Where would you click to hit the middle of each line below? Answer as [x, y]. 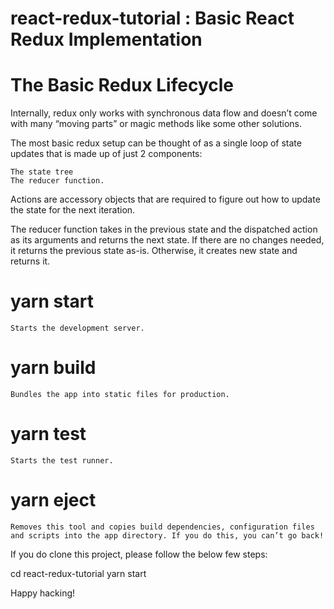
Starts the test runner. [62, 460]
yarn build [53, 368]
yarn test [48, 434]
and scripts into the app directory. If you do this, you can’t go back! [167, 535]
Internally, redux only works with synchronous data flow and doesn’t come [164, 113]
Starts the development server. [77, 328]
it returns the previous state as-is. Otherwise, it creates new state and [154, 251]
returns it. [30, 261]
